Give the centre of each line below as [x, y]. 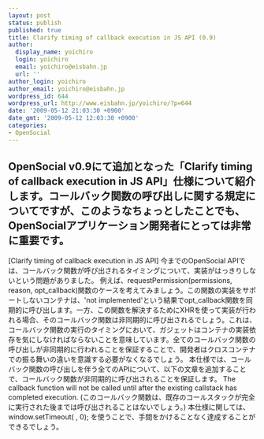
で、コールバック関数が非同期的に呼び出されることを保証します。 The [122, 379]
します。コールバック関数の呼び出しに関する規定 [127, 197]
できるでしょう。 [35, 427]
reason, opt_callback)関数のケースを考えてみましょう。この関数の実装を [125, 290]
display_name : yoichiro [54, 52]
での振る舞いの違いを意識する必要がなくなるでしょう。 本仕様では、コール [130, 359]
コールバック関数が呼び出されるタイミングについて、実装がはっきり [132, 271]
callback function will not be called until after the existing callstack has [123, 388]
